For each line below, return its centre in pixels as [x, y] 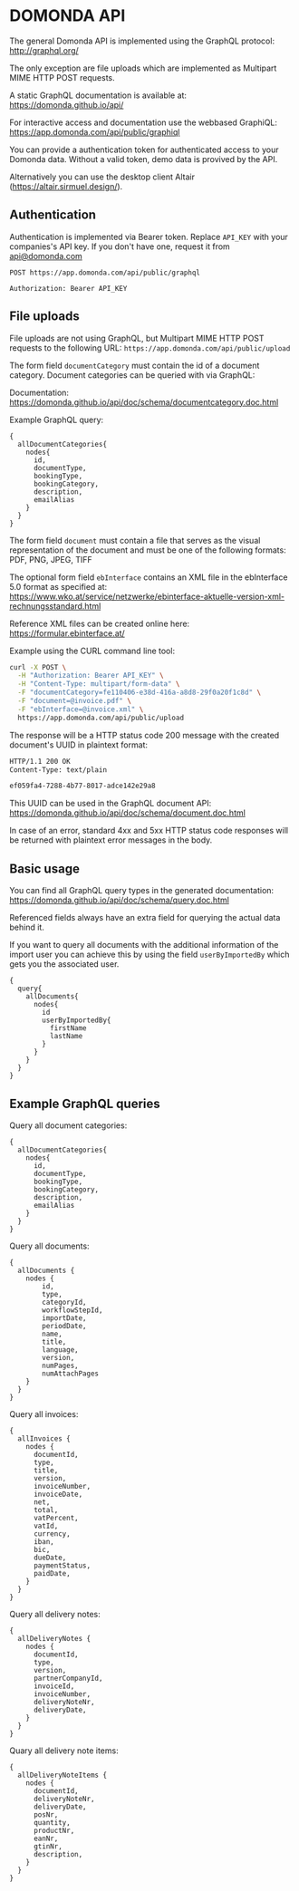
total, [46, 1510]
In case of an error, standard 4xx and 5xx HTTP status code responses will [149, 831]
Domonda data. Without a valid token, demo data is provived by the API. [144, 159]
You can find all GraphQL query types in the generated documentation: [142, 891]
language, [60, 1350]
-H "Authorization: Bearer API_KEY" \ [91, 676]
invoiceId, [54, 1686]
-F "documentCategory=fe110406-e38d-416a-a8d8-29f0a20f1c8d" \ [139, 693]
